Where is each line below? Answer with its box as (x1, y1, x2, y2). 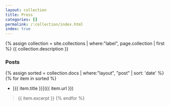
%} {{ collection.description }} (5, 46, 69, 52)
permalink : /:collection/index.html (5, 21, 83, 27)
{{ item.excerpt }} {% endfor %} (17, 95, 85, 101)
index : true (5, 26, 31, 32)
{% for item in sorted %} (5, 75, 57, 82)
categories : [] (5, 17, 38, 22)
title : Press (5, 12, 33, 17)
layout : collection (5, 7, 47, 13)
